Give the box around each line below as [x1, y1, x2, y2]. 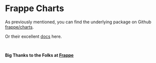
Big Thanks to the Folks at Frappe [5, 52, 74, 58]
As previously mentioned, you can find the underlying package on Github [5, 19, 152, 25]
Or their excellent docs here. [5, 33, 62, 39]
